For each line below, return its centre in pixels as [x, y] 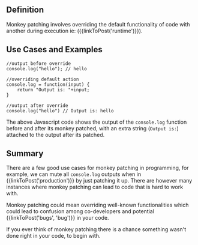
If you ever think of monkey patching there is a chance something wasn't [96, 229]
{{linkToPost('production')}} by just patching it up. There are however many [99, 181]
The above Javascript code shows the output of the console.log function [97, 122]
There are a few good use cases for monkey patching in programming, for [97, 168]
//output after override [37, 105]
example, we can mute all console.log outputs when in [74, 174]
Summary [25, 153]
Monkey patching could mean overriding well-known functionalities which [97, 205]
